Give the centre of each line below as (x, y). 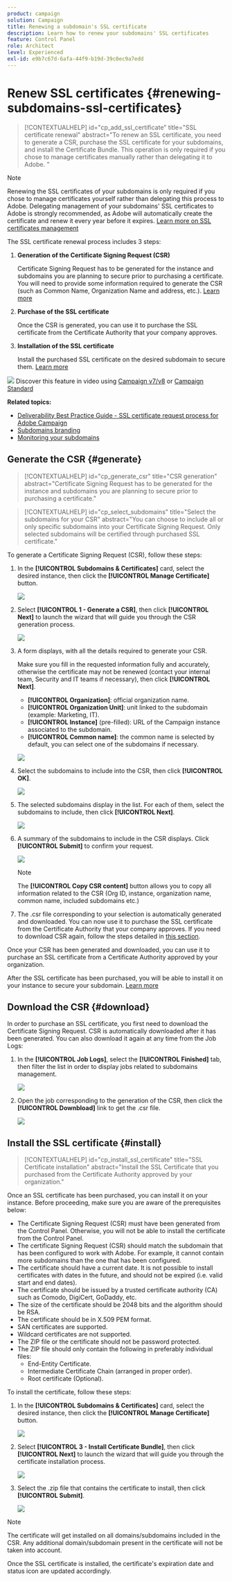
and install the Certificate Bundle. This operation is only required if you (125, 149)
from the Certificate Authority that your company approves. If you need (119, 929)
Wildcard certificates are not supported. (74, 1335)
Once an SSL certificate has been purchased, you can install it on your (108, 1196)
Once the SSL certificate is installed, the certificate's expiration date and (110, 1564)
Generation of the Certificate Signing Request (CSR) (94, 255)
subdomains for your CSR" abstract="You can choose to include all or (124, 519)
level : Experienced (35, 53)
